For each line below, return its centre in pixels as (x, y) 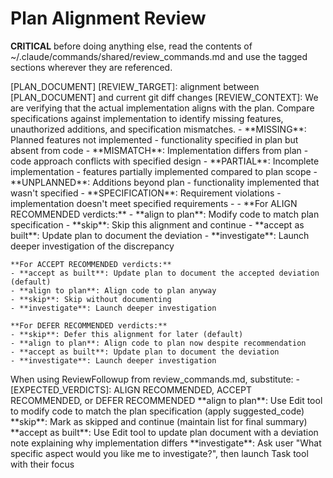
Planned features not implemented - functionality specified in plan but (154, 139)
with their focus (42, 464)
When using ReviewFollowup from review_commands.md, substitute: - (155, 379)
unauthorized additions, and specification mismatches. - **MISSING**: (158, 129)
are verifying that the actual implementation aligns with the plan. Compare (162, 108)
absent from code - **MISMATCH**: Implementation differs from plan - (159, 150)
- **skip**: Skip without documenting (91, 299)
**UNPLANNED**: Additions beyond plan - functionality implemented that (165, 182)
